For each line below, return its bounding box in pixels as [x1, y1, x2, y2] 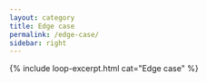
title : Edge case [9, 22, 75, 31]
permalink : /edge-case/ [9, 30, 100, 39]
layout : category [9, 13, 75, 23]
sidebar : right [9, 38, 67, 48]
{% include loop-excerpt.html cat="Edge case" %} [9, 63, 199, 74]
